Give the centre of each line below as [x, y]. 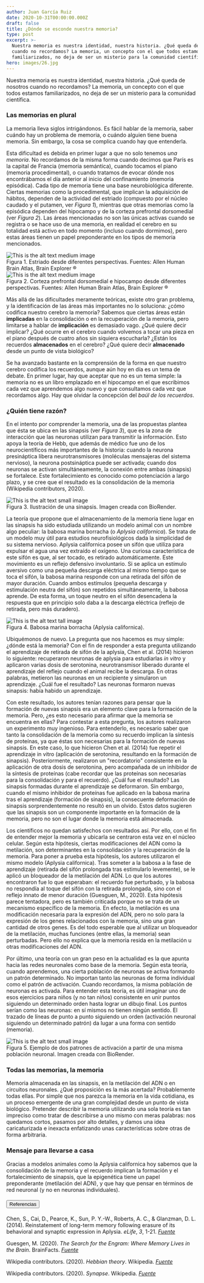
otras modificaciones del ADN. [45, 947]
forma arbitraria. [27, 1135]
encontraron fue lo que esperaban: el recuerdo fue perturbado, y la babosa [100, 882]
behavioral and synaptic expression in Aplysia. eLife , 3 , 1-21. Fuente [91, 1231]
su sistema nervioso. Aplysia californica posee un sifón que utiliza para [95, 545]
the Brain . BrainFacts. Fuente [42, 1250]
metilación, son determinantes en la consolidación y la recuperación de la [98, 850]
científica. [19, 99]
